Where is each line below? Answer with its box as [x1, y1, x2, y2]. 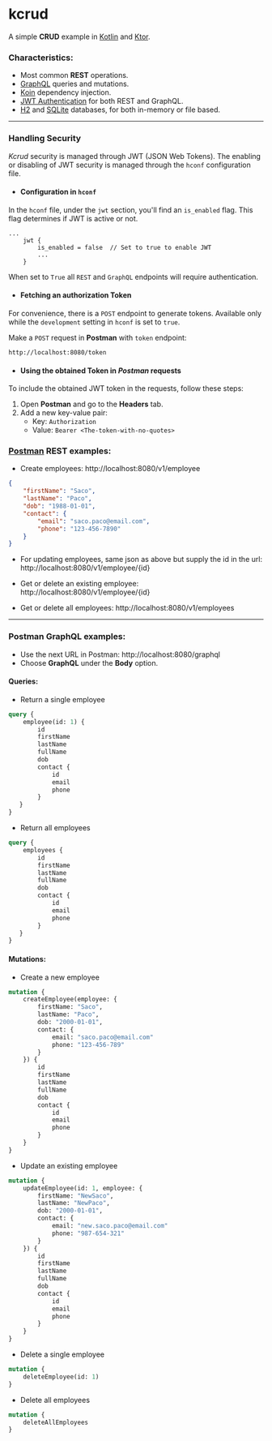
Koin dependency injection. [19, 88, 112, 97]
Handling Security [8, 133, 82, 144]
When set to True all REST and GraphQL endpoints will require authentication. [8, 272, 259, 281]
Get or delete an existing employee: [19, 579, 139, 589]
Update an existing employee [19, 1160, 118, 1170]
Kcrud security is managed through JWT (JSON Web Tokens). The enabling [8, 151, 261, 161]
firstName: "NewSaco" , [37, 1191, 114, 1200]
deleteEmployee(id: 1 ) [23, 1372, 100, 1381]
